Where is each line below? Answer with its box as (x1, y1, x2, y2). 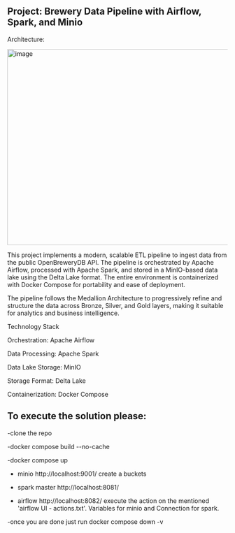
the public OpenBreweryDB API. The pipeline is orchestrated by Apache (7, 258, 215, 266)
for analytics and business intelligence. (7, 309, 120, 317)
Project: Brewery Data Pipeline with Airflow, (7, 6, 201, 17)
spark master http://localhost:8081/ (17, 483, 120, 491)
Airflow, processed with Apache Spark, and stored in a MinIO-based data (7, 265, 218, 274)
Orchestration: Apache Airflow (7, 335, 95, 344)
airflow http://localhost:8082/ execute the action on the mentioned (17, 496, 210, 505)
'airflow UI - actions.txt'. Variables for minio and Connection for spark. (17, 504, 220, 512)
